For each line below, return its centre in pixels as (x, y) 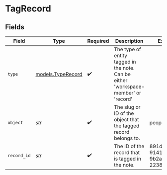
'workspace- (129, 87)
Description (129, 41)
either (121, 80)
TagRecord (28, 9)
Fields (15, 27)
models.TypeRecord (59, 74)
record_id (19, 155)
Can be (122, 74)
